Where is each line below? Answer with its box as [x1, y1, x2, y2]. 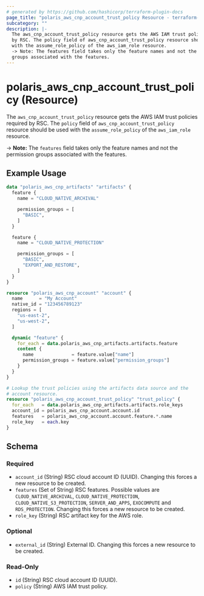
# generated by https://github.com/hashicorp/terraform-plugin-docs [6, 8, 183, 15]
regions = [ [12, 307, 42, 313]
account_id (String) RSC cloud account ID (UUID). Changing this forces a [15, 474, 197, 481]
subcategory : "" [6, 20, 47, 26]
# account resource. [6, 390, 59, 397]
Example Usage [6, 168, 67, 178]
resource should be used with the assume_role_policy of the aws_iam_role [6, 126, 191, 133]
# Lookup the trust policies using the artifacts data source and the [6, 385, 189, 391]
